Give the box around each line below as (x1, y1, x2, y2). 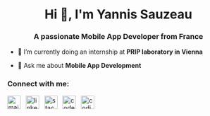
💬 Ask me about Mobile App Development (17, 62, 142, 70)
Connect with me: (7, 79, 70, 89)
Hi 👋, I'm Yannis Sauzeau (44, 6, 192, 23)
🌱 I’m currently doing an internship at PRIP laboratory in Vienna (17, 47, 203, 56)
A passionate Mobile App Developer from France (33, 32, 204, 42)
